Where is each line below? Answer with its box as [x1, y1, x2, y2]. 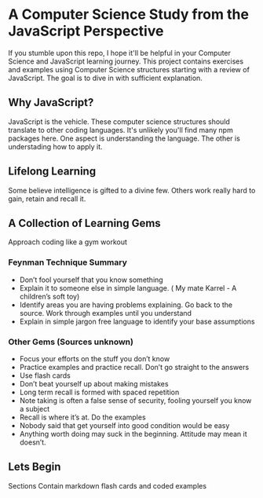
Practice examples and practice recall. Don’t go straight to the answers [19, 362, 250, 372]
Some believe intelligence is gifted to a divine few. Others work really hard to [8, 185, 256, 195]
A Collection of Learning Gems [8, 216, 161, 229]
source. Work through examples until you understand [19, 308, 192, 317]
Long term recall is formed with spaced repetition [19, 387, 180, 397]
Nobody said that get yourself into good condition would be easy [19, 420, 230, 430]
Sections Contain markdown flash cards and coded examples [8, 481, 206, 490]
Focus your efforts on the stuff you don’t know [19, 353, 170, 363]
